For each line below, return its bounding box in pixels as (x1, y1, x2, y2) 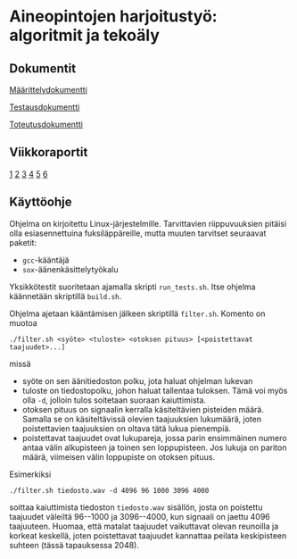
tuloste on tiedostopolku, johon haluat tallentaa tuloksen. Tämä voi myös (21, 385, 288, 396)
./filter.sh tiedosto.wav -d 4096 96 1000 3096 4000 (9, 486, 210, 495)
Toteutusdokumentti (9, 119, 83, 129)
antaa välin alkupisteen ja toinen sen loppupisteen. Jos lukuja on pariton (21, 442, 287, 453)
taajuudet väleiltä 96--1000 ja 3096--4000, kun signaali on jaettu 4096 (9, 511, 270, 521)
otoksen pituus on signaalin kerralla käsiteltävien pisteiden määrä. (21, 404, 265, 414)
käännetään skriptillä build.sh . (9, 290, 122, 301)
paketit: (9, 237, 37, 247)
